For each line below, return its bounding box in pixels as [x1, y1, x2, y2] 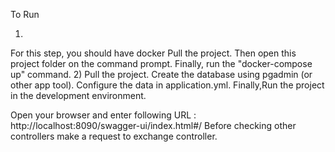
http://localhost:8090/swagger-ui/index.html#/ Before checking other [10, 120, 297, 131]
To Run [10, 9, 40, 20]
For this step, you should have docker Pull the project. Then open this [10, 47, 297, 59]
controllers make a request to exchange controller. [10, 130, 218, 142]
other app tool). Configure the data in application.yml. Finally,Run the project [10, 79, 325, 91]
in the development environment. [10, 90, 147, 101]
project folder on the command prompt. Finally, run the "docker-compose [10, 58, 313, 69]
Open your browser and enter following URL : [10, 109, 197, 121]
